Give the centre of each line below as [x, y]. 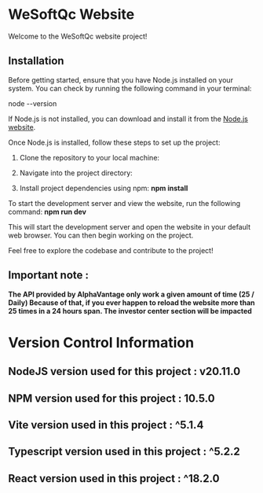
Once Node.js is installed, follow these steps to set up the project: [114, 142]
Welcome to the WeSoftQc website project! [78, 36]
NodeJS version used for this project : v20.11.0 [124, 372]
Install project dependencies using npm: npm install [104, 188]
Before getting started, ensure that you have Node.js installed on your [121, 79]
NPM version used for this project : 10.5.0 [111, 398]
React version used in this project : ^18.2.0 [114, 478]
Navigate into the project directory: [76, 173]
